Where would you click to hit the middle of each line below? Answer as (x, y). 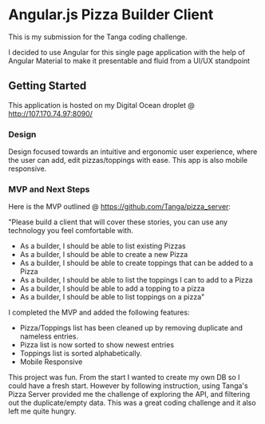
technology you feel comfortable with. (71, 231)
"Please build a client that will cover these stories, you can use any (118, 222)
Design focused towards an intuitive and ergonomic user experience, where (133, 152)
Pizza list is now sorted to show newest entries (97, 345)
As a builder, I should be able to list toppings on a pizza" (112, 297)
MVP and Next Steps (49, 189)
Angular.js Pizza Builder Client (111, 15)
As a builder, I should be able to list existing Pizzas (103, 246)
